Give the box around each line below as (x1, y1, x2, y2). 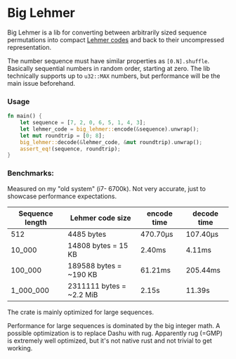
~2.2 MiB (67, 289, 98, 299)
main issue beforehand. (7, 79, 76, 87)
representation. (7, 43, 51, 51)
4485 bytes (67, 229, 107, 239)
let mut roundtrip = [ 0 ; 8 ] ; (20, 132, 105, 139)
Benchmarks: (7, 169, 55, 178)
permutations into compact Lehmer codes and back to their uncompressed (7, 35, 225, 44)
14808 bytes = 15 (67, 240, 129, 250)
